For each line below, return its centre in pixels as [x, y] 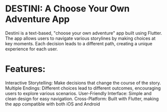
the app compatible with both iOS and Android [53, 104]
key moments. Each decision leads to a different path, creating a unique [79, 43]
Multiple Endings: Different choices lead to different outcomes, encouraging [83, 88]
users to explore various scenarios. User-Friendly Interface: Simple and [79, 93]
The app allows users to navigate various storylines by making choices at [81, 38]
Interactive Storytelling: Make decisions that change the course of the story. [83, 83]
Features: [25, 69]
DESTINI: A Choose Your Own [67, 9]
